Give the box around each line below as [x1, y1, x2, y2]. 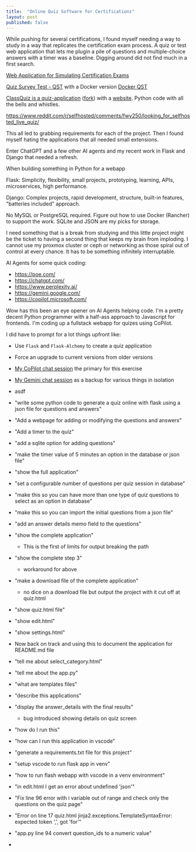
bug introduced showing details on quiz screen [23, 715, 137, 722]
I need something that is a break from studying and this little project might [6, 230, 184, 237]
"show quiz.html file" [14, 606, 66, 614]
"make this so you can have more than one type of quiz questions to [14, 491, 180, 499]
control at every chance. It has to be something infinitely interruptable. [6, 248, 176, 255]
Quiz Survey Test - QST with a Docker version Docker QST [6, 83, 148, 90]
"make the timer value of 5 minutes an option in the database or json [14, 451, 180, 458]
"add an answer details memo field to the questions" [14, 520, 142, 527]
